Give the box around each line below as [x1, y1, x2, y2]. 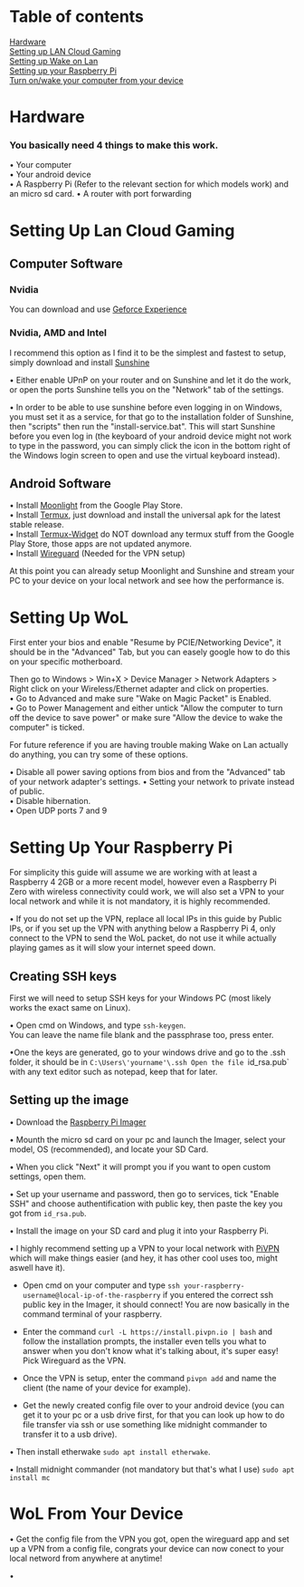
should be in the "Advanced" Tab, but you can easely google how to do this [9, 646, 291, 658]
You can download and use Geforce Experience [9, 304, 187, 314]
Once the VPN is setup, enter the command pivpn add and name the [22, 1372, 277, 1383]
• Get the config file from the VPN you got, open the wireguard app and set [9, 1534, 290, 1544]
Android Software [9, 476, 111, 491]
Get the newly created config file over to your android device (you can [22, 1399, 285, 1410]
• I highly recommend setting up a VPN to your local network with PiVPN [9, 1243, 280, 1253]
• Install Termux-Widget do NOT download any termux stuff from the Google [9, 528, 295, 540]
